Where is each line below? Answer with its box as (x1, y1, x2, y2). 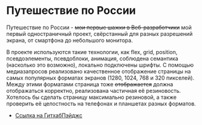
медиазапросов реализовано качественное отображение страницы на (6, 67, 191, 75)
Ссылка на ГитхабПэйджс (15, 112, 83, 119)
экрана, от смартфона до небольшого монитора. (6, 36, 133, 44)
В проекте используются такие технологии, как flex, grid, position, (6, 48, 178, 55)
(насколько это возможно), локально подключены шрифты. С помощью (6, 61, 194, 69)
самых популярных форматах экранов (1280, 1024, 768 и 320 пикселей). (6, 74, 195, 81)
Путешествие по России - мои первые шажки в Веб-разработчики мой (6, 24, 192, 31)
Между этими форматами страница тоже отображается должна (6, 80, 173, 88)
